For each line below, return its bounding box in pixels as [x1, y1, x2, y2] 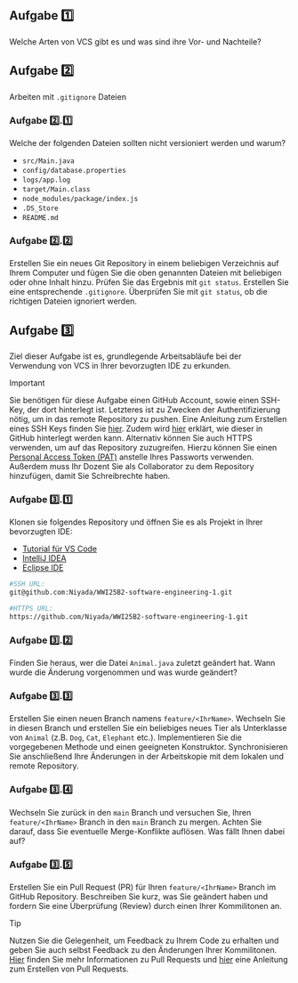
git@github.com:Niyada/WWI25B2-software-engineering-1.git [9, 588, 233, 597]
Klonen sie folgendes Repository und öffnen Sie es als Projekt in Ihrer [9, 516, 263, 528]
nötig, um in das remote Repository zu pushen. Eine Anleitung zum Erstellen [9, 414, 287, 425]
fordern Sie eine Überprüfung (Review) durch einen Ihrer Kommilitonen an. [9, 901, 282, 912]
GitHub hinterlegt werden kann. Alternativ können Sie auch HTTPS [9, 433, 253, 443]
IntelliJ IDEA [21, 553, 67, 564]
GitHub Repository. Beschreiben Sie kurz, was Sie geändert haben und [9, 891, 269, 902]
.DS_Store [21, 204, 60, 213]
